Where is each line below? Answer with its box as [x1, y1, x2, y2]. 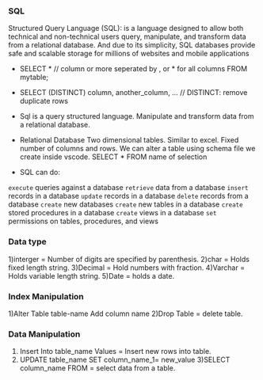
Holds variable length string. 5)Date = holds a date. [8, 271, 175, 280]
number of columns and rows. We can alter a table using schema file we [19, 144, 256, 154]
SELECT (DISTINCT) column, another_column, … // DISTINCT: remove [19, 88, 248, 97]
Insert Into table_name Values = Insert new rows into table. [19, 347, 212, 356]
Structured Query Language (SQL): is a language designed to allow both [8, 24, 244, 33]
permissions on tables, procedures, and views [8, 216, 158, 226]
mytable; [19, 73, 49, 82]
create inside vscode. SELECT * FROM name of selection [19, 152, 208, 161]
